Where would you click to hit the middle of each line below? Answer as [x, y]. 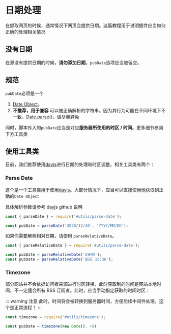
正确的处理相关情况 [25, 31]
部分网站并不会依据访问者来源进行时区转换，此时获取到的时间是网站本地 [81, 284]
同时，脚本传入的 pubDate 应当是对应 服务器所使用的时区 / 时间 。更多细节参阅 [84, 127]
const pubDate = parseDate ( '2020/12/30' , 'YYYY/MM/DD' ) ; [67, 226]
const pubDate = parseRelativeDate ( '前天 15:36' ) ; [59, 259]
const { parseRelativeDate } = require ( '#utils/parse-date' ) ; [73, 246]
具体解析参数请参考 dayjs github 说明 [44, 207]
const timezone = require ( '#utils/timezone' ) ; [55, 317]
